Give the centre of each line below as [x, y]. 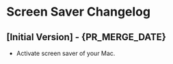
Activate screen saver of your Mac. [66, 53]
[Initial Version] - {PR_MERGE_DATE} [86, 37]
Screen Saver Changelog [79, 12]
